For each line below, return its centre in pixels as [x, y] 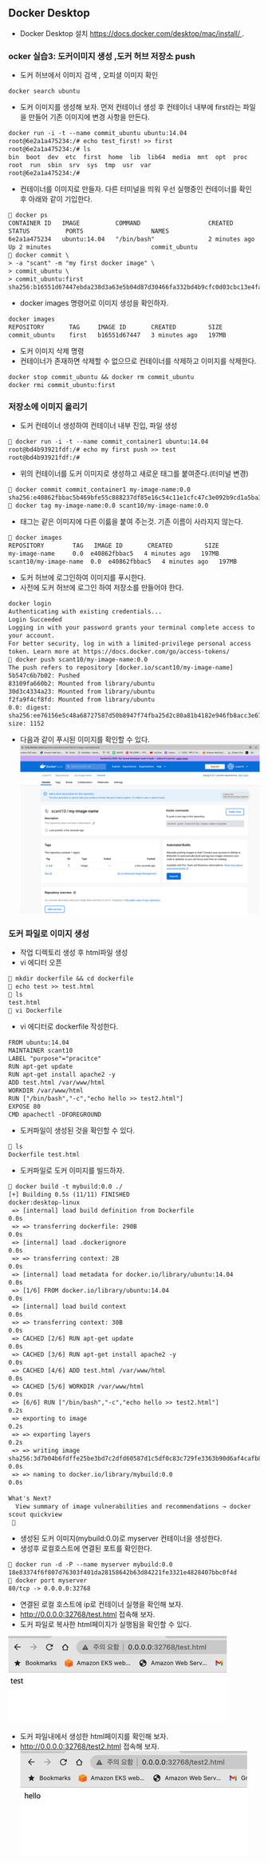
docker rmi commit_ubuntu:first [62, 386]
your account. [32, 636]
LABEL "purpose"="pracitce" [55, 1059]
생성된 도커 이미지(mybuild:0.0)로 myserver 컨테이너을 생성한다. [121, 1538]
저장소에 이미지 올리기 [48, 407]
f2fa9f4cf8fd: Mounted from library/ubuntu [82, 700]
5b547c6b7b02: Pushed [44, 676]
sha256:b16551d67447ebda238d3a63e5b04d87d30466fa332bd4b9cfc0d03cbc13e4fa [135, 287]
